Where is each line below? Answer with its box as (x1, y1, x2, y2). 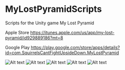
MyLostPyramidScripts (5, 3, 102, 15)
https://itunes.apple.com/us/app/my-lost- (30, 29, 115, 35)
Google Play (5, 44, 30, 50)
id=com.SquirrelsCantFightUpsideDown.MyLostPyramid (5, 50, 120, 56)
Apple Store (5, 29, 30, 35)
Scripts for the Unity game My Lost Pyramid (5, 20, 94, 26)
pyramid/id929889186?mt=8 (5, 35, 63, 41)
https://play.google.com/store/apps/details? (31, 44, 120, 50)
